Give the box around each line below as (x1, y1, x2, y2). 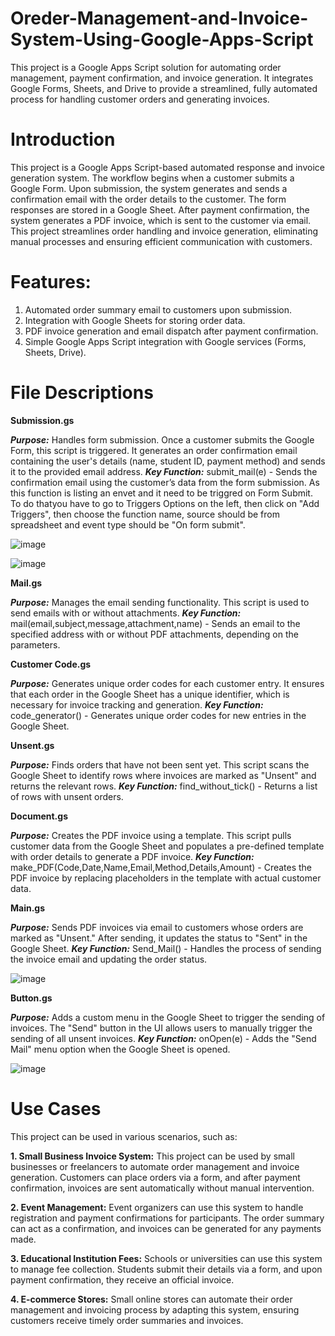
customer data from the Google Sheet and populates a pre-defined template (10, 840, 325, 852)
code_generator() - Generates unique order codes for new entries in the (10, 709, 307, 721)
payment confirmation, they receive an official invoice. (10, 1273, 235, 1286)
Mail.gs (10, 577, 43, 589)
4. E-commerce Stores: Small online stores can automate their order (10, 1293, 293, 1305)
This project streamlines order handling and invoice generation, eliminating (10, 225, 319, 237)
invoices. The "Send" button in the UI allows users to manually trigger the (10, 1022, 313, 1034)
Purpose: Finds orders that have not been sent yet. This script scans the (10, 758, 310, 771)
